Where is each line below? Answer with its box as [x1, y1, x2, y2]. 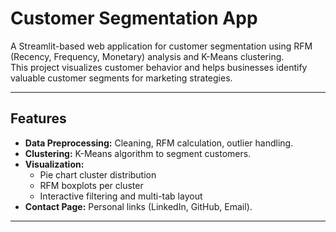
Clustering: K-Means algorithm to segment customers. [24, 147, 252, 159]
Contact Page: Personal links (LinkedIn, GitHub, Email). [24, 200, 253, 212]
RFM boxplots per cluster [39, 179, 144, 191]
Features [10, 110, 67, 127]
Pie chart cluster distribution [39, 168, 157, 181]
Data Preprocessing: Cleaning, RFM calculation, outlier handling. [24, 137, 294, 149]
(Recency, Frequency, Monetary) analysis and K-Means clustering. [10, 50, 285, 62]
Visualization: [24, 158, 85, 170]
